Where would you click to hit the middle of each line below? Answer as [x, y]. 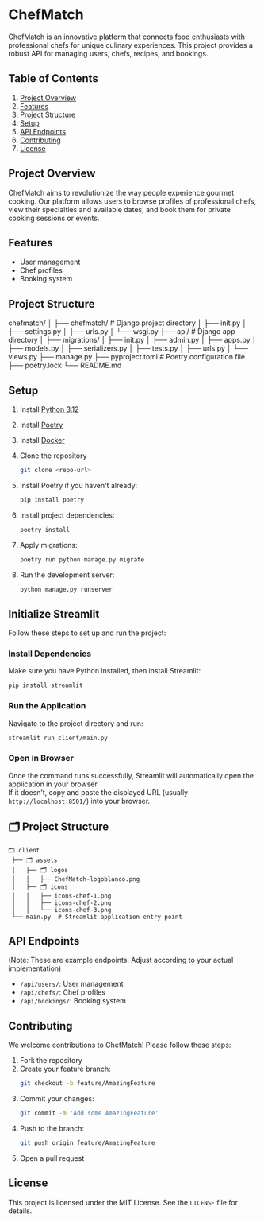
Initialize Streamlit [54, 614]
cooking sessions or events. [54, 218]
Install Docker [42, 440]
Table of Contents [54, 78]
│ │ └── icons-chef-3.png [61, 910]
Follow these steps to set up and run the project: [87, 633]
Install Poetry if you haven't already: [78, 485]
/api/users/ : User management [71, 984]
